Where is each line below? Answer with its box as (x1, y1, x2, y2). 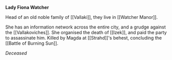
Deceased (5, 50, 27, 56)
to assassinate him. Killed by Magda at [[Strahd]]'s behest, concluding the (5, 35, 162, 41)
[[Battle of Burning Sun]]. (5, 40, 59, 46)
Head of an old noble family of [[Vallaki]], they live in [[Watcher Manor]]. (5, 14, 158, 20)
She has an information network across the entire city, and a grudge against (5, 24, 166, 30)
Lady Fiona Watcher (5, 5, 49, 10)
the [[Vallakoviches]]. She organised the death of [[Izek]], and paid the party (5, 29, 167, 35)
